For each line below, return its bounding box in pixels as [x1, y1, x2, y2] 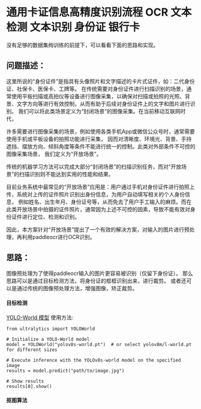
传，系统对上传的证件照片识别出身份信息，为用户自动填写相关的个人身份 [6, 190, 185, 198]
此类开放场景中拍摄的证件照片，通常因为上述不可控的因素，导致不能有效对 [6, 205, 190, 213]
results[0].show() [6, 383, 52, 389]
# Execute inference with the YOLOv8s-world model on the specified [6, 357, 181, 363]
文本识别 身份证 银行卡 [29, 20, 140, 34]
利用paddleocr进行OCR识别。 [22, 233, 95, 240]
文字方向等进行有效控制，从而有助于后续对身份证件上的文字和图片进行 [16, 100, 190, 107]
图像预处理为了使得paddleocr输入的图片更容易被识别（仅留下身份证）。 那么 [6, 269, 193, 277]
